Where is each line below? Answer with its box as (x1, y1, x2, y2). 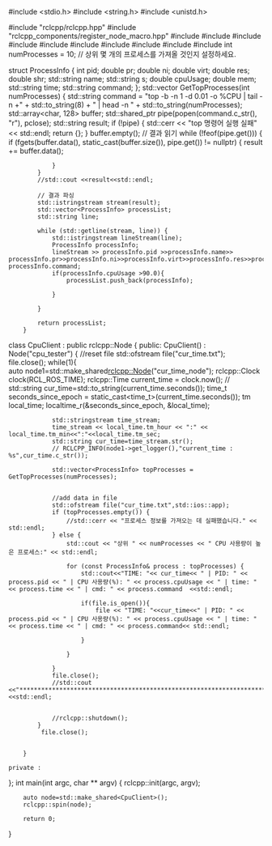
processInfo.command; (8, 262, 82, 270)
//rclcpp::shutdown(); (51, 714, 129, 722)
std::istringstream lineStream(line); (51, 234, 183, 242)
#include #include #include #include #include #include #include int (8, 40, 233, 49)
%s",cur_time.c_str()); (8, 452, 89, 460)
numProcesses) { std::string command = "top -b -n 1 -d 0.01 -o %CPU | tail (8, 91, 258, 100)
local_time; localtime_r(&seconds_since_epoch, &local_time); (8, 401, 210, 410)
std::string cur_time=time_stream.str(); (51, 437, 194, 445)
